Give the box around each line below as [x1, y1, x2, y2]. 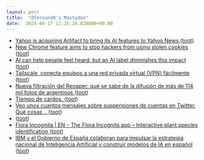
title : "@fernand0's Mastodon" [6, 15, 89, 21]
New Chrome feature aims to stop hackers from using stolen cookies [15, 43, 188, 51]
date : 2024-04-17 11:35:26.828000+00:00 [6, 20, 114, 26]
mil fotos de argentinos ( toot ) [15, 89, 89, 96]
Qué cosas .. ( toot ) [15, 108, 62, 116]
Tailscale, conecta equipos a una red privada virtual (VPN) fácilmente [15, 70, 190, 77]
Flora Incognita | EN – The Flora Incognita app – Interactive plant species [15, 122, 199, 129]
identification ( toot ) [15, 128, 64, 135]
